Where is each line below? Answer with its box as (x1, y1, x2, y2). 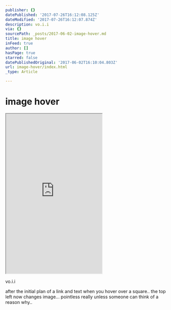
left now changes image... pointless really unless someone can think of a (5, 294, 159, 300)
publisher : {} (5, 7, 36, 13)
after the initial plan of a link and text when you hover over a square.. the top (5, 288, 166, 294)
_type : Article (5, 70, 38, 75)
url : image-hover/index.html (5, 64, 68, 70)
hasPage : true (5, 50, 36, 55)
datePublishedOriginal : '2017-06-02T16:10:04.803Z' (5, 60, 118, 65)
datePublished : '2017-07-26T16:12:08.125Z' (5, 12, 100, 17)
